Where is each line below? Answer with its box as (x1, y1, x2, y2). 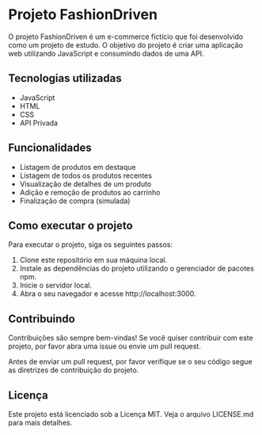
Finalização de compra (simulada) (19, 196, 131, 206)
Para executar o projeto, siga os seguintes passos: (8, 240, 173, 249)
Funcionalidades (8, 141, 93, 155)
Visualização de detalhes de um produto (19, 179, 152, 188)
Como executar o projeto (8, 218, 133, 232)
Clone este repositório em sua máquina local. (19, 256, 168, 265)
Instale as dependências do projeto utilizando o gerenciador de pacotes (19, 264, 255, 273)
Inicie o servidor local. (19, 280, 93, 291)
